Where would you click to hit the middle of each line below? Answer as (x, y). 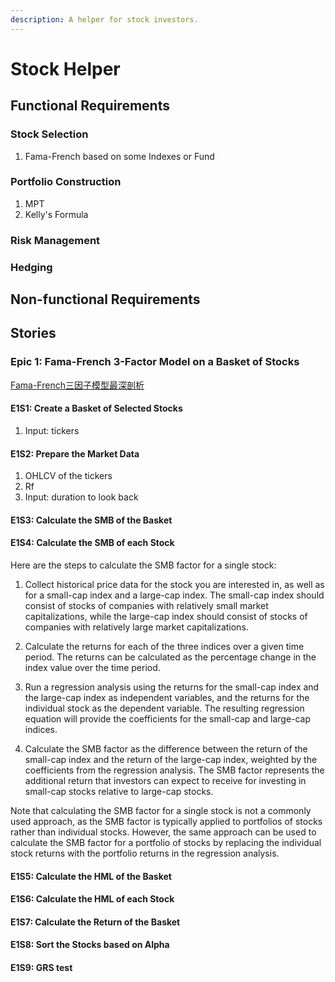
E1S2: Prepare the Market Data (75, 453)
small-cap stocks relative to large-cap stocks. (119, 791)
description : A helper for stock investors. (104, 19)
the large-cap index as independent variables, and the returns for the (167, 697)
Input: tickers (52, 430)
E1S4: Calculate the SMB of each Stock (92, 543)
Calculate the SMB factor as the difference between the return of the (166, 748)
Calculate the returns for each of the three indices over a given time (164, 646)
